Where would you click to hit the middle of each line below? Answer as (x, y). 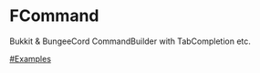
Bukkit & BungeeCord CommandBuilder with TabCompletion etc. (130, 41)
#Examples (31, 58)
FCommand (54, 16)
